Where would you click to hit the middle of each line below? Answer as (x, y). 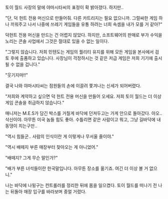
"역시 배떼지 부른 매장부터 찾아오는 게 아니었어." (52, 147)
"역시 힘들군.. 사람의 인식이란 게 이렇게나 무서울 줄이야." (59, 136)
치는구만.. (28, 126)
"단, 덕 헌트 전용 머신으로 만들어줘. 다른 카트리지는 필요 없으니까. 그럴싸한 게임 (81, 18)
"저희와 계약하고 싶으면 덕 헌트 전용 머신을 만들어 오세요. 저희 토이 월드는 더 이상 (83, 96)
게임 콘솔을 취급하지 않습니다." (35, 103)
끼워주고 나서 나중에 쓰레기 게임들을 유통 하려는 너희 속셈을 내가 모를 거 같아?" (86, 24)
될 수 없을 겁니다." (23, 64)
